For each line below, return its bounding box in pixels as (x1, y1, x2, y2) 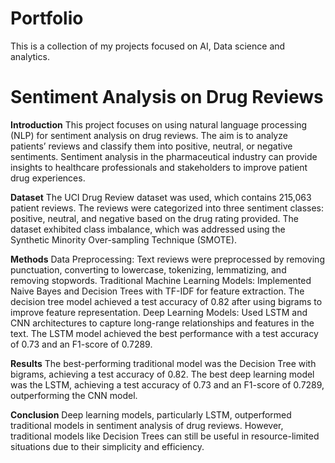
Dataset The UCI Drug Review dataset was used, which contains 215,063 (10, 191, 312, 203)
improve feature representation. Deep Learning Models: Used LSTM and (10, 306, 308, 318)
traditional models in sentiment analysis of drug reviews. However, (10, 419, 284, 431)
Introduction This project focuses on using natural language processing (10, 118, 308, 131)
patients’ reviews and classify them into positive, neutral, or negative (10, 140, 293, 152)
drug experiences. (10, 172, 86, 184)
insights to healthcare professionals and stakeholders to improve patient (10, 161, 308, 173)
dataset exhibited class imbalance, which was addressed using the (10, 223, 286, 235)
